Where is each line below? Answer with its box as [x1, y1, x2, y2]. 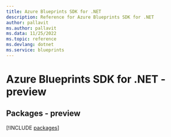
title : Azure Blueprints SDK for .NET [6, 8, 101, 15]
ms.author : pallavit [6, 25, 57, 31]
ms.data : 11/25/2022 [6, 31, 57, 37]
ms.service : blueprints [6, 47, 65, 53]
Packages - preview [6, 109, 81, 119]
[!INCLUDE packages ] [6, 124, 60, 131]
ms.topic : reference [6, 36, 57, 42]
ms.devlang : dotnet [6, 42, 54, 48]
